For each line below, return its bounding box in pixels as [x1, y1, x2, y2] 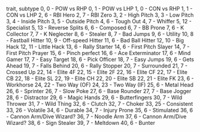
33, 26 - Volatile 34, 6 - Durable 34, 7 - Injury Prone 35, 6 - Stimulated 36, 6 [6, 107, 193, 113]
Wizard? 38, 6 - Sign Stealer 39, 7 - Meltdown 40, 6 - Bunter [6, 119, 156, 126]
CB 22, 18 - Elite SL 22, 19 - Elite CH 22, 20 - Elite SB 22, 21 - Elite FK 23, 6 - [6, 75, 195, 82]
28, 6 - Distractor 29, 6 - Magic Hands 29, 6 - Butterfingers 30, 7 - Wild [6, 94, 183, 101]
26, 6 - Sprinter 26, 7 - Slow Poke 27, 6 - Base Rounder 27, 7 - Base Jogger [6, 88, 192, 94]
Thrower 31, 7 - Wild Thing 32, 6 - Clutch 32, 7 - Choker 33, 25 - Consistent [6, 100, 193, 107]
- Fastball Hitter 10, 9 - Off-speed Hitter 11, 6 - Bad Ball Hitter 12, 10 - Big [6, 37, 184, 44]
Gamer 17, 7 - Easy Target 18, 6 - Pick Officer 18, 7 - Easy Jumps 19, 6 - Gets [6, 56, 195, 63]
